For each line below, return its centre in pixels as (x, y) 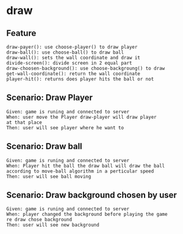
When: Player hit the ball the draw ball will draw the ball (86, 166)
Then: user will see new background (53, 225)
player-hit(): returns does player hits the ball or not (80, 79)
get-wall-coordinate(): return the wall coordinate (73, 74)
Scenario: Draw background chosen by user (91, 195)
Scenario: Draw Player (49, 98)
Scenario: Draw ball (44, 147)
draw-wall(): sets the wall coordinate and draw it (73, 58)
